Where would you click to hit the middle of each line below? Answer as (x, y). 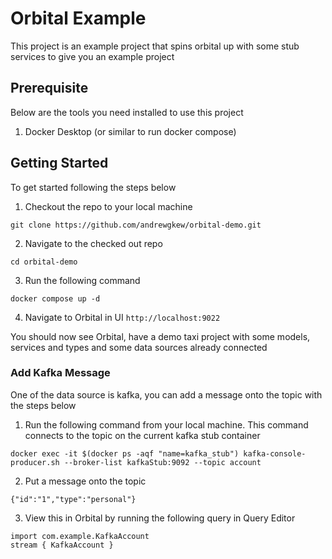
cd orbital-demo (44, 262)
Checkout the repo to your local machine (108, 206)
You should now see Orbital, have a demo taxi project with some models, (160, 336)
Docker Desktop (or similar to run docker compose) (130, 131)
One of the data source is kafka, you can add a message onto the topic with (166, 394)
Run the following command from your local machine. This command (166, 424)
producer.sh (35, 462)
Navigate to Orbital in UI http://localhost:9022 (122, 317)
